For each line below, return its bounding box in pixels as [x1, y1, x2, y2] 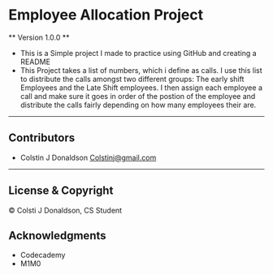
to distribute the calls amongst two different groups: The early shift [19, 74, 245, 84]
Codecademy [19, 250, 66, 260]
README [19, 57, 51, 67]
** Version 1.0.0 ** [8, 32, 71, 42]
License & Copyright [8, 184, 114, 198]
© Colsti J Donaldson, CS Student [8, 205, 123, 215]
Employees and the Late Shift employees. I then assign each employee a [19, 83, 262, 92]
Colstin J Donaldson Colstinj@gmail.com [19, 153, 157, 162]
